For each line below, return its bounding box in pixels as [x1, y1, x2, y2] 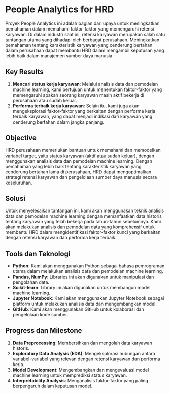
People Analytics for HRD [5, 4, 114, 15]
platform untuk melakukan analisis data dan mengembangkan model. [12, 301, 157, 307]
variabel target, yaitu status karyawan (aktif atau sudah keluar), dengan [5, 153, 155, 159]
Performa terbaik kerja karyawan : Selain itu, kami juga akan [12, 103, 140, 109]
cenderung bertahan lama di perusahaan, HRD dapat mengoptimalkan [5, 169, 152, 175]
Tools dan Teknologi [5, 249, 71, 258]
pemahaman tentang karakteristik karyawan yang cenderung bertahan [5, 42, 153, 48]
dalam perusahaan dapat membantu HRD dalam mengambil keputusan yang [5, 47, 164, 53]
